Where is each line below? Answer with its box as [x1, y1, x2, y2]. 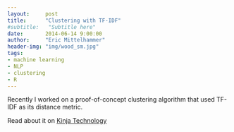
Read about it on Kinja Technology [7, 116, 107, 125]
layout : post [7, 10, 58, 18]
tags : [7, 50, 23, 57]
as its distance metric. [18, 103, 83, 112]
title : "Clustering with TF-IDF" [7, 17, 121, 24]
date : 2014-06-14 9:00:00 [7, 30, 102, 37]
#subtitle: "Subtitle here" [7, 23, 97, 30]
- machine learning [7, 56, 65, 64]
